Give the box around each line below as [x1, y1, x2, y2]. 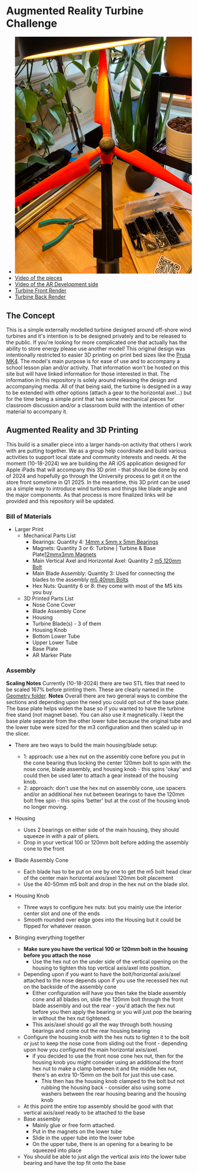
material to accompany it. [6, 408, 68, 415]
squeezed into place [32, 1147, 82, 1154]
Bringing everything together [14, 934, 85, 941]
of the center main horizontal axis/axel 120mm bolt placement [23, 875, 174, 882]
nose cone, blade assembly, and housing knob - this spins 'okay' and [23, 766, 192, 773]
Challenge [6, 17, 58, 30]
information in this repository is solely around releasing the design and [6, 377, 177, 384]
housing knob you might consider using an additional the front [32, 1059, 183, 1066]
